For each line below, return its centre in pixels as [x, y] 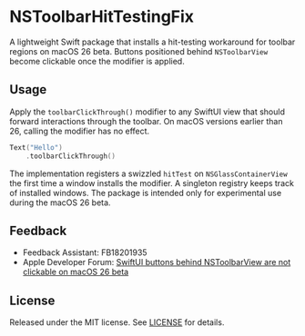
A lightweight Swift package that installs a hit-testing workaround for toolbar [152, 42]
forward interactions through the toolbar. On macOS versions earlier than [146, 121]
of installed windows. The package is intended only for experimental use [146, 193]
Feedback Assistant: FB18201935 [85, 252]
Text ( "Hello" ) [36, 147]
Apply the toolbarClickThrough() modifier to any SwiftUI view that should [147, 112]
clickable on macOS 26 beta [76, 272]
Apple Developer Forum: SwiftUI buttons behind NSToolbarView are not [157, 262]
